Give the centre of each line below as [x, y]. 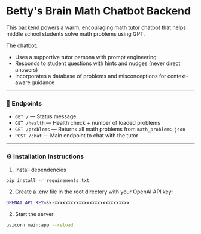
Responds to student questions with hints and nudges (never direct [98, 63]
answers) [26, 69]
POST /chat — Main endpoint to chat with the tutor [77, 136]
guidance [43, 82]
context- [178, 76]
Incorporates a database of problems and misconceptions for [90, 76]
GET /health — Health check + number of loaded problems [87, 123]
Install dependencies [41, 170]
